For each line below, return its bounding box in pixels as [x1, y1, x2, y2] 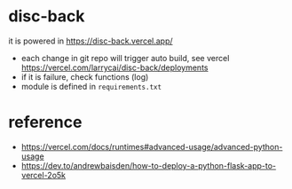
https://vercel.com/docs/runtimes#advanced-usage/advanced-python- [20, 141, 283, 152]
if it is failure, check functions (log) [20, 71, 149, 82]
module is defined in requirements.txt [20, 81, 162, 91]
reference [8, 113, 83, 132]
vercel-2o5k [20, 169, 67, 180]
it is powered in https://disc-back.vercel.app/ [8, 35, 174, 46]
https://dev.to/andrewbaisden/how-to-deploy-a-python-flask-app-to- [20, 160, 277, 170]
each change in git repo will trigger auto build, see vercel [20, 52, 230, 63]
